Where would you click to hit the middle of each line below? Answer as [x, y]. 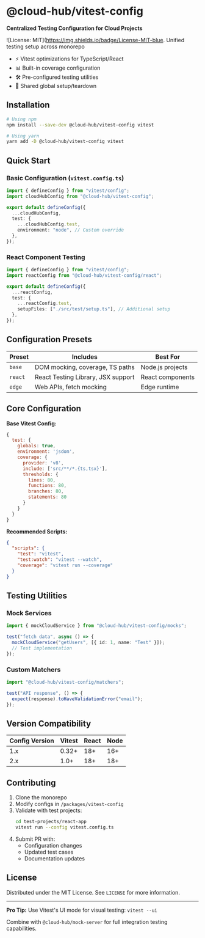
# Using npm [21, 119]
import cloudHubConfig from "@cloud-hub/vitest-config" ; [80, 196]
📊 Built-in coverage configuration [58, 68]
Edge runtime [160, 387]
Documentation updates [55, 858]
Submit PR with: [35, 839]
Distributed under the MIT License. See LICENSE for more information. [93, 892]
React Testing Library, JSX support [85, 377]
